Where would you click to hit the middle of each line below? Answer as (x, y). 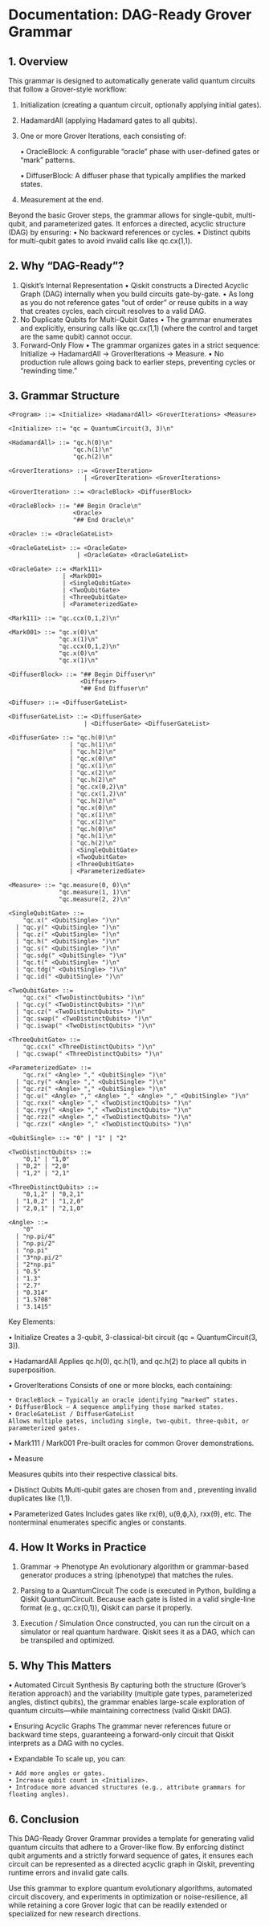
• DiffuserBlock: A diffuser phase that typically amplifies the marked (133, 175)
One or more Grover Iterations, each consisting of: (103, 136)
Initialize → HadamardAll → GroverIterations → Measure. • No (122, 353)
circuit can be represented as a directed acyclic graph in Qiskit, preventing (132, 1864)
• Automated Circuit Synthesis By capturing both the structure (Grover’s (127, 1685)
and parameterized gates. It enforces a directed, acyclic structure (138, 224)
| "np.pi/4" (36, 1236)
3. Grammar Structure (64, 396)
